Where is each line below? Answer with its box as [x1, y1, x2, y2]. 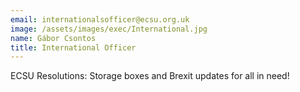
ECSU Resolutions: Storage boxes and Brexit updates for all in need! [10, 70, 290, 82]
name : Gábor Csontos [10, 33, 97, 43]
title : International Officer [10, 42, 137, 53]
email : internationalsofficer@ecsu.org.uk [10, 14, 190, 25]
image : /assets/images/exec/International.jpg [10, 24, 208, 34]
